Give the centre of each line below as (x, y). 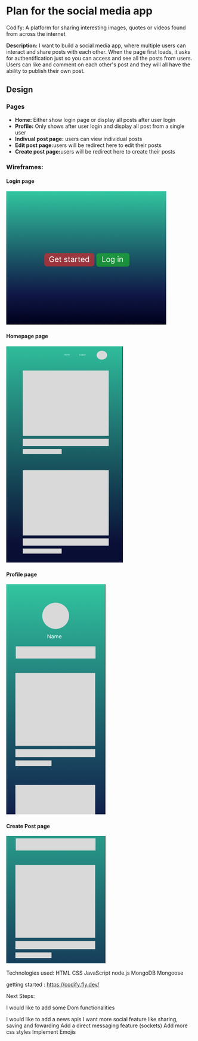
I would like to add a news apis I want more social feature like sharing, (92, 1019)
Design (20, 90)
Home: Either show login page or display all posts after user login (95, 120)
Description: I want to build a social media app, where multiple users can (96, 45)
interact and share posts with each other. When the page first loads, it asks (98, 51)
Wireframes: (25, 167)
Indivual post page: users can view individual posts (78, 139)
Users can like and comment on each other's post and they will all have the (98, 65)
